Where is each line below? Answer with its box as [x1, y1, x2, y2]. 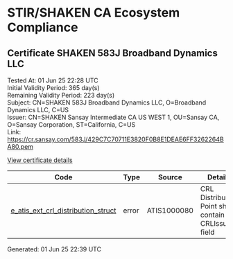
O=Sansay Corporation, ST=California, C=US [7, 120, 136, 129]
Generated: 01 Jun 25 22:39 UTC [7, 245, 102, 253]
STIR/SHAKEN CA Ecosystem [7, 5, 180, 21]
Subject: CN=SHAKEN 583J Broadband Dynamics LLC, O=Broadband [7, 98, 207, 107]
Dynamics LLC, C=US [7, 106, 69, 114]
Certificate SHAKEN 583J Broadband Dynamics [7, 47, 218, 59]
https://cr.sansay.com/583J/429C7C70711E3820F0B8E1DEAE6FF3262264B [7, 135, 224, 143]
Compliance [7, 19, 78, 35]
